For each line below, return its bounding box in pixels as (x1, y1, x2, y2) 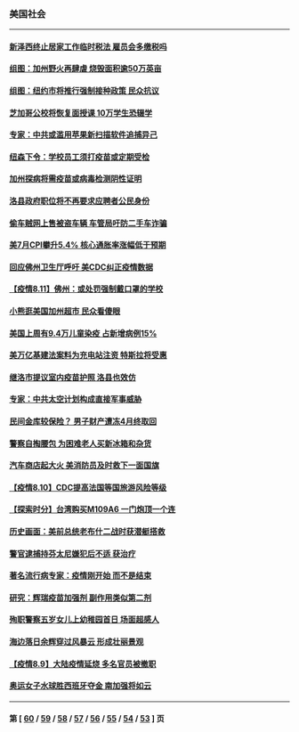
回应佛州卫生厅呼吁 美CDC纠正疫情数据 (9, 261, 154, 272)
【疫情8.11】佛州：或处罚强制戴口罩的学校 (9, 283, 164, 295)
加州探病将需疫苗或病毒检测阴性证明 (9, 174, 142, 184)
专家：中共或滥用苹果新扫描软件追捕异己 (9, 129, 158, 140)
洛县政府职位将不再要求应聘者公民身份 (9, 196, 149, 207)
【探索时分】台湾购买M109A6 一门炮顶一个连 (9, 504, 176, 515)
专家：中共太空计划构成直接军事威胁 (9, 394, 142, 404)
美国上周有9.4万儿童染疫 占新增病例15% (9, 328, 158, 338)
